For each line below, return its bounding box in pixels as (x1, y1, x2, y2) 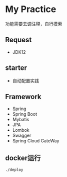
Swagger (12, 132, 31, 139)
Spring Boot (12, 111, 37, 117)
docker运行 (5, 153, 41, 162)
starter (5, 64, 27, 72)
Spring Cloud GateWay (12, 138, 59, 144)
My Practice (5, 4, 56, 15)
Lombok (12, 127, 30, 133)
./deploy (5, 167, 23, 172)
